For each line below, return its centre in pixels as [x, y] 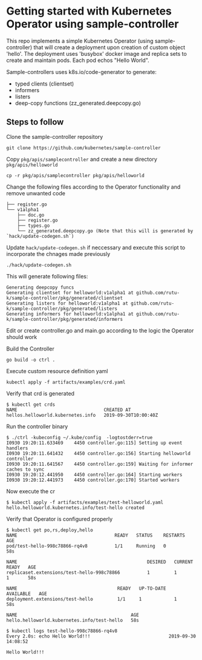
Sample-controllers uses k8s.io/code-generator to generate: [82, 72]
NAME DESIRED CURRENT [100, 562]
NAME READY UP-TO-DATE [86, 588]
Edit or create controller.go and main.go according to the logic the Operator [100, 330]
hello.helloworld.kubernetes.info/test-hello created [76, 508]
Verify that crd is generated [40, 393]
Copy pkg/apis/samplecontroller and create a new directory [82, 159]
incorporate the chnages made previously [58, 254]
